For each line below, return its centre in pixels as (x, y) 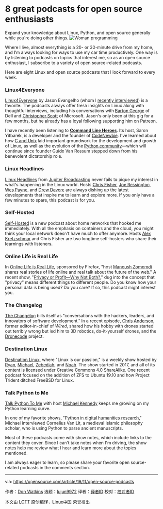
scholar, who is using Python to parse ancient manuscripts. (64, 428)
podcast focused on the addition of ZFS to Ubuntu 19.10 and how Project (77, 375)
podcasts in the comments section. (55, 468)
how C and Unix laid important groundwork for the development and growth (81, 141)
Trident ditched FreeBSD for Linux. (40, 380)
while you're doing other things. (37, 38)
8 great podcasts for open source (74, 9)
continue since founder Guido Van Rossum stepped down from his (71, 151)
